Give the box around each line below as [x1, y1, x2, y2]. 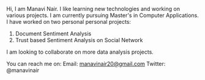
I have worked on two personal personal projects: [6, 18, 132, 25]
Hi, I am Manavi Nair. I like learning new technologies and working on [6, 5, 181, 12]
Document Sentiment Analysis [15, 30, 92, 37]
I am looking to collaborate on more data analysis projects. [6, 48, 154, 56]
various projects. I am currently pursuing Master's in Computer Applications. [6, 12, 199, 19]
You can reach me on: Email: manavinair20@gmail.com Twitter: [6, 60, 166, 67]
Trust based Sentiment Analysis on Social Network [15, 37, 143, 43]
